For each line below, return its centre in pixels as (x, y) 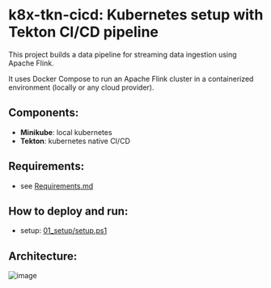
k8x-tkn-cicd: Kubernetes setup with (136, 15)
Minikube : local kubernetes (66, 132)
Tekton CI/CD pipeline (84, 32)
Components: (44, 113)
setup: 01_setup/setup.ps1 (64, 231)
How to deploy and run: (68, 211)
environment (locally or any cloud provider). (81, 87)
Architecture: (43, 256)
